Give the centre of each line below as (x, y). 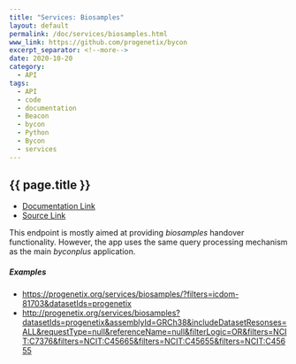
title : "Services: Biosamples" (67, 17)
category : (27, 67)
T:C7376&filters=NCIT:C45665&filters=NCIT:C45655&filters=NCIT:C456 (153, 341)
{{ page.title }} (50, 186)
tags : (19, 83)
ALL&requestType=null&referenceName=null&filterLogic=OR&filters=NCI (154, 332)
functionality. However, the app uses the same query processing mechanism (148, 242)
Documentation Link (58, 206)
